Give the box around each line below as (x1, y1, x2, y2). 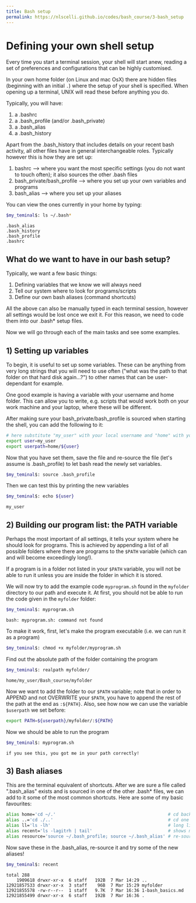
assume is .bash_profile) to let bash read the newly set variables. (6, 460, 162, 467)
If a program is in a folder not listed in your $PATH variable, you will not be (6, 565, 181, 572)
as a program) (6, 634, 40, 641)
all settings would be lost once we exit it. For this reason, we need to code (6, 311, 184, 318)
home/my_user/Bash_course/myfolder (6, 677, 93, 684)
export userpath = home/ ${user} (6, 443, 80, 449)
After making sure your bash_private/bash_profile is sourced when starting (6, 415, 186, 422)
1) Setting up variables (6, 346, 89, 356)
